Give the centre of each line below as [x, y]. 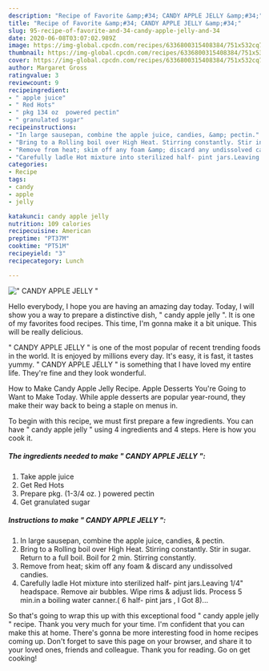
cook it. [21, 438]
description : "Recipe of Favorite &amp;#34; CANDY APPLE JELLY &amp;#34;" [136, 16]
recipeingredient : [39, 90]
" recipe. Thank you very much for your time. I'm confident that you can [126, 624]
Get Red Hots [42, 484]
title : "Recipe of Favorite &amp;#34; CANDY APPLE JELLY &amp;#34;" [125, 23]
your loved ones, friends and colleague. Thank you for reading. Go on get [129, 649]
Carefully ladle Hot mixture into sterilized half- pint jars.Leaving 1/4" [132, 583]
